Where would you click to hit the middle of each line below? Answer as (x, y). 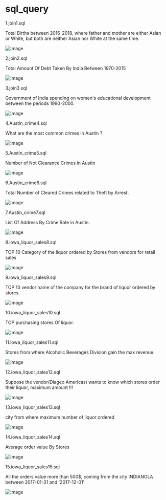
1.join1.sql (15, 23)
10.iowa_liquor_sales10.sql (33, 312)
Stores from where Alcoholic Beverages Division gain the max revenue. (80, 352)
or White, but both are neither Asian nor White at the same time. (72, 38)
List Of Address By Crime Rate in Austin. (48, 222)
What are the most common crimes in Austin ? (54, 133)
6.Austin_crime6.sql (26, 183)
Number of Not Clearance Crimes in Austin (50, 163)
